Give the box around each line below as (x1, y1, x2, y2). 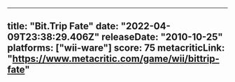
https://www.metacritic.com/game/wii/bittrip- (12, 53, 220, 65)
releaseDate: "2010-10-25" (101, 31, 223, 43)
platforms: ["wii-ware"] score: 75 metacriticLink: (7, 42, 225, 54)
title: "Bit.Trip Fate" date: (7, 20, 119, 32)
